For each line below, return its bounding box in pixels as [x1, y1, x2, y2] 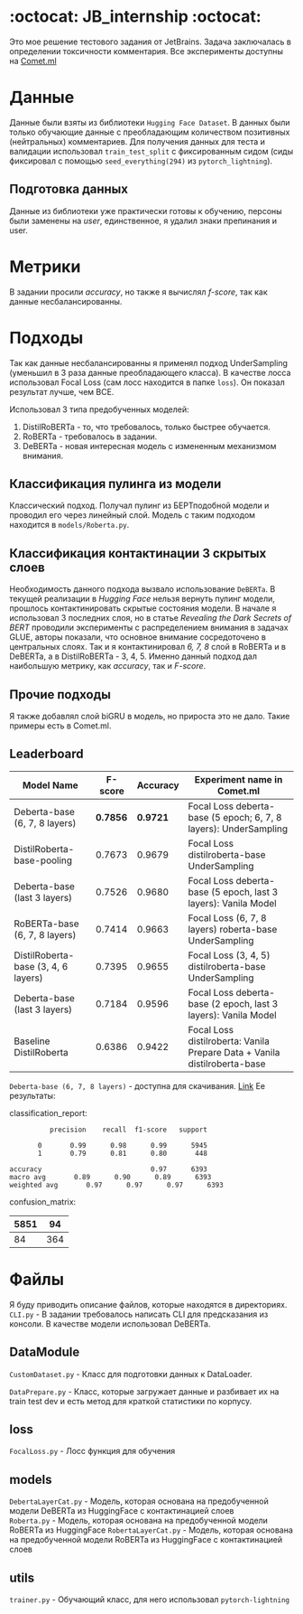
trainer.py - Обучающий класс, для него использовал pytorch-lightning [9, 1594, 290, 1605]
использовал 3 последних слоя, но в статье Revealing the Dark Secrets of [9, 613, 292, 624]
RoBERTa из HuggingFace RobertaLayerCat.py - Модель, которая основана [9, 1525, 293, 1535]
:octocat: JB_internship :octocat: [9, 6, 262, 27]
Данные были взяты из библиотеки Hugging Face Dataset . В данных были [9, 117, 290, 127]
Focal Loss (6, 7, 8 [188, 911, 268, 924]
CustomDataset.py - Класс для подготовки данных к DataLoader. [9, 1368, 252, 1379]
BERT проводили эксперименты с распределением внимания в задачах [9, 622, 289, 633]
